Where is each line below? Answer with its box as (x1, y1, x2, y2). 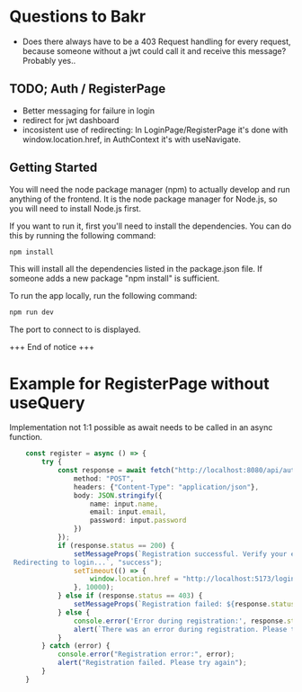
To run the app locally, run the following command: (9, 291, 198, 301)
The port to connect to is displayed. (9, 324, 141, 335)
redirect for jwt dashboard (22, 114, 120, 125)
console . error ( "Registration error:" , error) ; (57, 650, 235, 659)
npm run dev (9, 308, 54, 317)
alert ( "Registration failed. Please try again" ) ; (57, 659, 247, 668)
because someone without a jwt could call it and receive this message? (22, 45, 287, 56)
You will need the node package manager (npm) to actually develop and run (9, 184, 290, 194)
